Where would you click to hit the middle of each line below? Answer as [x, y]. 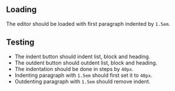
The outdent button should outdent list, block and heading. [86, 63]
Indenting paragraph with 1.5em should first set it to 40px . [83, 75]
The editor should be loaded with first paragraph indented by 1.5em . [88, 23]
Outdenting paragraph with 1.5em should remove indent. [82, 81]
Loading [22, 10]
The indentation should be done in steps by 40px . [74, 69]
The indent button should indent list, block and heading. [82, 56]
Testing [20, 43]
